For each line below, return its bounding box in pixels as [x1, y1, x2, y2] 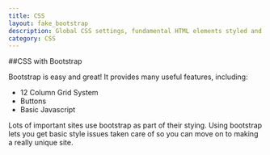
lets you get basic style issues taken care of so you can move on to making [8, 129, 259, 139]
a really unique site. [8, 138, 74, 148]
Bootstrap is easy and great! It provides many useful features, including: [8, 72, 248, 82]
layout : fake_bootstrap [8, 19, 89, 27]
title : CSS [8, 11, 45, 20]
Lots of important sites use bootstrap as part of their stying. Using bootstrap [8, 120, 263, 130]
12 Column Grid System [19, 88, 99, 98]
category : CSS [8, 34, 57, 43]
